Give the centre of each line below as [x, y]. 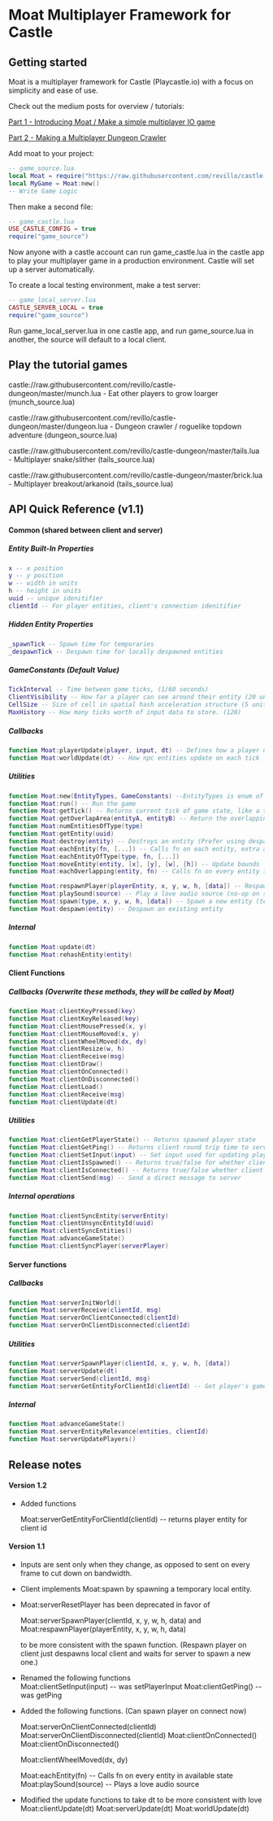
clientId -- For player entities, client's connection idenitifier [125, 606]
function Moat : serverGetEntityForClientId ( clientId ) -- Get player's [129, 1386]
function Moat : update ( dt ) [52, 947]
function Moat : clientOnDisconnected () [74, 1079]
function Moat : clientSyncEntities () [70, 1231]
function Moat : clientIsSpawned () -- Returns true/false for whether [127, 1163]
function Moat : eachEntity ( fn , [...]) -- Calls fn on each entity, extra [134, 849]
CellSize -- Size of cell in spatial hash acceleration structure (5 [129, 705]
